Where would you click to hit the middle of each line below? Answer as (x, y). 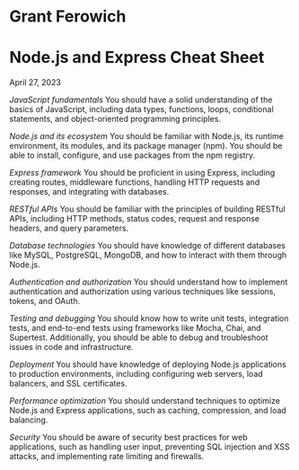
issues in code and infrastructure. (71, 347)
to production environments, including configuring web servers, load (136, 374)
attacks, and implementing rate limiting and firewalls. (107, 457)
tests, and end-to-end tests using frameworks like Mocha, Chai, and (136, 328)
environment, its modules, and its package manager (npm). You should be (146, 146)
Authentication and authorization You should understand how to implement (149, 282)
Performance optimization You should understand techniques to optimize (145, 401)
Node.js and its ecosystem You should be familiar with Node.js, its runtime (147, 136)
